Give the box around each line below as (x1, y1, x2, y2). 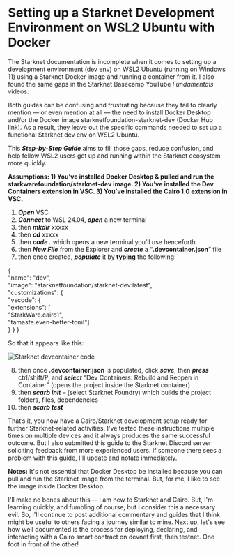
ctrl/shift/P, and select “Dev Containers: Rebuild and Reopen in (17, 373, 199, 382)
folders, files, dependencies (17, 396, 98, 404)
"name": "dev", (8, 274, 51, 282)
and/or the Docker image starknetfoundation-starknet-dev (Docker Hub (8, 115, 213, 123)
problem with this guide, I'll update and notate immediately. (8, 454, 178, 462)
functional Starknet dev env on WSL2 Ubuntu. (8, 130, 140, 139)
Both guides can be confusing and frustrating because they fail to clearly (8, 100, 218, 109)
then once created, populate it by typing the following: (17, 253, 176, 261)
